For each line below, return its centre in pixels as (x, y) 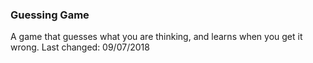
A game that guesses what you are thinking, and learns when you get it (156, 37)
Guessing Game (50, 15)
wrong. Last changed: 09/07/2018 (80, 47)
